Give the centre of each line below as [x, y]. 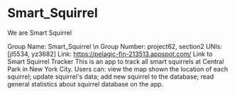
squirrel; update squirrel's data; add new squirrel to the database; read [111, 77]
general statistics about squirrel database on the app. [86, 84]
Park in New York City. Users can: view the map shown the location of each [118, 69]
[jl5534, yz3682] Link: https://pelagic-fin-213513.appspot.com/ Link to [110, 54]
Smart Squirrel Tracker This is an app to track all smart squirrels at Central [116, 61]
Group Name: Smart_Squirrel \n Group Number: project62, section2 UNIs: [115, 46]
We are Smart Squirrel [40, 33]
